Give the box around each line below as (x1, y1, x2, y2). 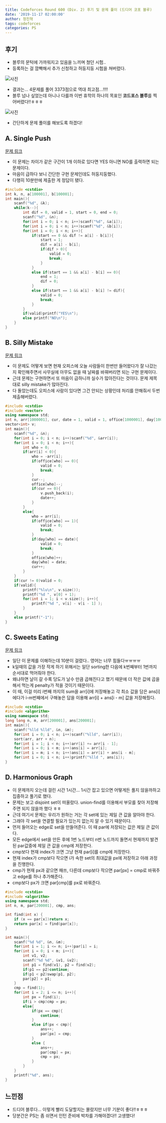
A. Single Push (5, 134, 51, 143)
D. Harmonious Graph (5, 773, 73, 781)
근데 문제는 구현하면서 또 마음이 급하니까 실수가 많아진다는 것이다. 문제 (12, 375, 148, 381)
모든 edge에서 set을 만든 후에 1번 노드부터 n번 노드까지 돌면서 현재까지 (12, 836, 149, 842)
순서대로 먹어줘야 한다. (12, 670, 56, 676)
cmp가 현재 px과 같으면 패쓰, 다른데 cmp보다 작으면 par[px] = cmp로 (12, 867, 147, 873)
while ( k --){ (14, 206, 39, 211)
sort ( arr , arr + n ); (14, 736, 56, 741)
